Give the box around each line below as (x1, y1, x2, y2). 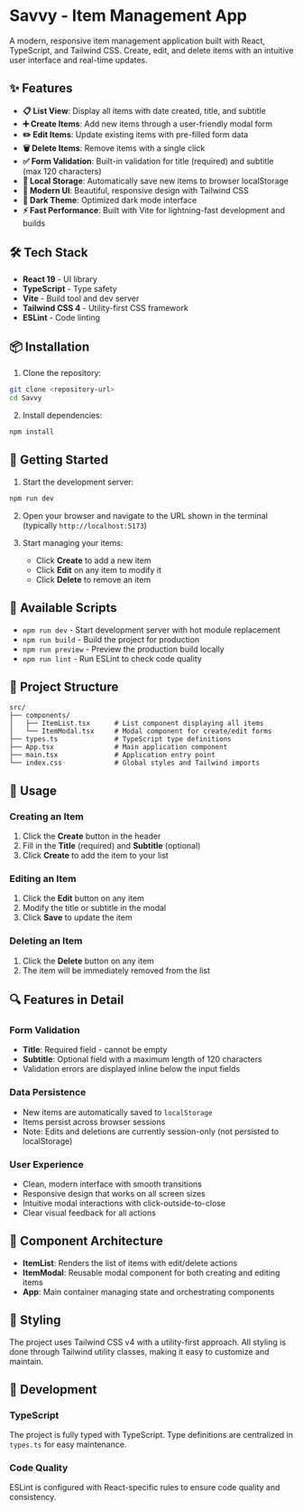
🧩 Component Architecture (9, 1234, 164, 1249)
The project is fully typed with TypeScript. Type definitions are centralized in (9, 1430, 294, 1441)
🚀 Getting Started (9, 453, 109, 468)
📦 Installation (9, 339, 90, 354)
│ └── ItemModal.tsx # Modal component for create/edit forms (9, 727, 272, 737)
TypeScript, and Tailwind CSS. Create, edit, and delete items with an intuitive (9, 44, 294, 55)
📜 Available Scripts (9, 600, 117, 615)
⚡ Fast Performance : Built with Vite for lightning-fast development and (22, 204, 286, 215)
